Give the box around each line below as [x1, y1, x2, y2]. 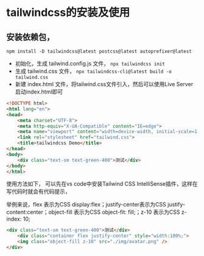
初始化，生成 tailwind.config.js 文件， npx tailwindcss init [15, 60, 166, 67]
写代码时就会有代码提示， [6, 188, 71, 196]
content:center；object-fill [6, 208, 73, 216]
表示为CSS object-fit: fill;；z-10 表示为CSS [74, 208, 180, 216]
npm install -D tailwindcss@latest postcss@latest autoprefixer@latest [6, 48, 192, 54]
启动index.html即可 [15, 88, 63, 95]
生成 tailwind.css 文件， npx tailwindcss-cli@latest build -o [15, 68, 172, 75]
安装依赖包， [6, 32, 55, 42]
